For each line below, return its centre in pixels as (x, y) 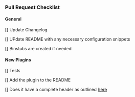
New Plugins (18, 59)
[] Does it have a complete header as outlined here (56, 90)
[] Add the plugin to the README (38, 80)
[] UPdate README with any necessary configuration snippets (68, 39)
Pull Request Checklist (33, 7)
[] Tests (13, 71)
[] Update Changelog (26, 30)
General (13, 19)
